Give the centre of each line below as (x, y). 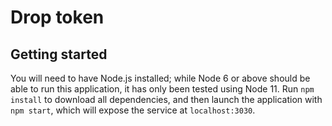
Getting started (59, 54)
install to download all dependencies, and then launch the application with (166, 99)
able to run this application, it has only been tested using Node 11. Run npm (162, 89)
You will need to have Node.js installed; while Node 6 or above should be (160, 78)
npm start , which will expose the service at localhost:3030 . (133, 110)
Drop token (57, 17)
